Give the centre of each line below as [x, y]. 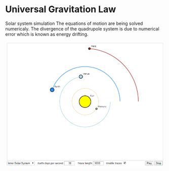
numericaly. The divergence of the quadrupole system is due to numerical [82, 28]
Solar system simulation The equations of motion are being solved [74, 23]
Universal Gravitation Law [61, 9]
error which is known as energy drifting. [47, 34]
